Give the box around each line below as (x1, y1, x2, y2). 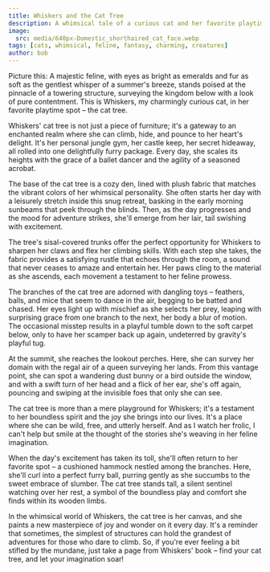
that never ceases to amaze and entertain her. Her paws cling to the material (8, 263, 262, 272)
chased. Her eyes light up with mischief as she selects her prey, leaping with (8, 304, 262, 313)
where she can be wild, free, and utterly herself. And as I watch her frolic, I (8, 421, 256, 430)
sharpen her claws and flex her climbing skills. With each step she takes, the (8, 246, 262, 255)
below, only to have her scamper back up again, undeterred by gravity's (8, 330, 247, 339)
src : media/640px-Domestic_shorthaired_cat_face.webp (15, 34, 199, 43)
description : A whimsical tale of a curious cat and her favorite (8, 19, 235, 27)
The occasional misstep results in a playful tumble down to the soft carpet (8, 321, 254, 330)
